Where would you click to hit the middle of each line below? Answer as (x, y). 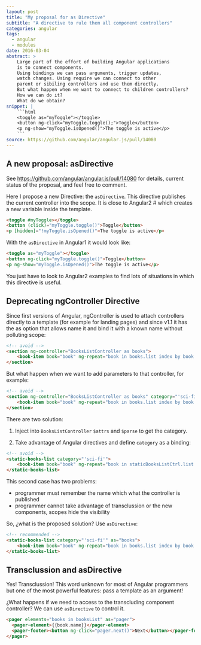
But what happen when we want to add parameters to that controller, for (95, 374)
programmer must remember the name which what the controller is (98, 493)
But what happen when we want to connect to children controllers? (103, 90)
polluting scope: (26, 334)
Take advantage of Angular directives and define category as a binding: (103, 442)
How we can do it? (40, 95)
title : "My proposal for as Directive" (56, 17)
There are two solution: (35, 419)
